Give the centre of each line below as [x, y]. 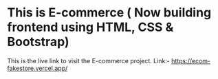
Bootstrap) [38, 42]
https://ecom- [191, 60]
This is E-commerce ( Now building [109, 13]
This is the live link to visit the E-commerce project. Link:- [89, 60]
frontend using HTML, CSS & [90, 27]
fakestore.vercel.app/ [37, 68]
